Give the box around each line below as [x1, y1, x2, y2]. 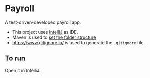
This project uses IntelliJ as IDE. [12, 29, 78, 35]
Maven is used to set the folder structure [12, 34, 96, 40]
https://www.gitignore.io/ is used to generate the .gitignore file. [12, 39, 145, 45]
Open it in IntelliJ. [5, 67, 41, 73]
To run [5, 54, 26, 63]
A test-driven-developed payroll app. [5, 19, 81, 25]
